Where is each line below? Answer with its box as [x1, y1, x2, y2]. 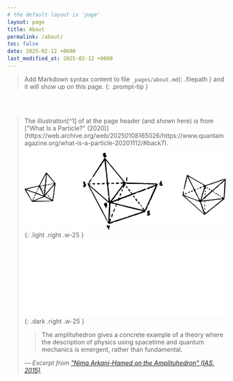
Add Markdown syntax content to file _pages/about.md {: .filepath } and [24, 75, 225, 83]
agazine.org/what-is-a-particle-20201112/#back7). [24, 139, 169, 147]
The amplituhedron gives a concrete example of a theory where [41, 330, 224, 339]
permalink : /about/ [7, 33, 64, 40]
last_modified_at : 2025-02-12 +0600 [7, 56, 113, 62]
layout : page [7, 18, 45, 26]
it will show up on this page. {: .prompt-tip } [24, 82, 148, 90]
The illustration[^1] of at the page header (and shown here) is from [24, 117, 214, 125]
